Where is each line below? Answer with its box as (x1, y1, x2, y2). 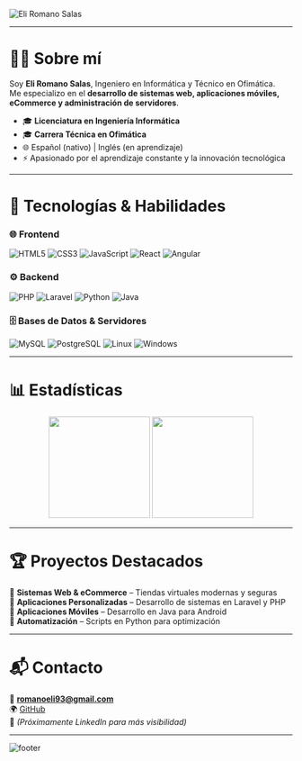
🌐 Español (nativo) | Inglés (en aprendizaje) (22, 141, 183, 152)
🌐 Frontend (9, 228, 60, 240)
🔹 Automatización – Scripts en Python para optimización (9, 615, 220, 626)
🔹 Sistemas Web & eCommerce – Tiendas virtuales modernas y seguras (9, 586, 278, 598)
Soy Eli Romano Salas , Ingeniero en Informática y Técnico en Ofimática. (9, 77, 276, 89)
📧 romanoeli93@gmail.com (9, 693, 114, 704)
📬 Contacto (9, 657, 103, 678)
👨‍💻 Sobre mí (9, 49, 102, 69)
